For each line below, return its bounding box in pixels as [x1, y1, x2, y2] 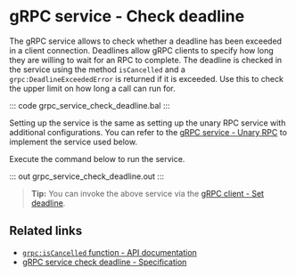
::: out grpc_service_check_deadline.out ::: [9, 171, 165, 182]
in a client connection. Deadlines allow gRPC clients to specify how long [9, 45, 274, 55]
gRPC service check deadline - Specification [21, 256, 187, 267]
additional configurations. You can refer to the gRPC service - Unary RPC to [9, 126, 288, 137]
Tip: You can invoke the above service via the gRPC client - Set [30, 188, 265, 199]
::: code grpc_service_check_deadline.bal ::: [9, 100, 171, 110]
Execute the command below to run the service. [9, 153, 185, 164]
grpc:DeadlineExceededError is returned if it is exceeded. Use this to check [9, 73, 284, 84]
